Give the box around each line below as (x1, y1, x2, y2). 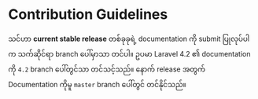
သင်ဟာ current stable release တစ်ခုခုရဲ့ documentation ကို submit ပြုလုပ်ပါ (8, 34, 250, 43)
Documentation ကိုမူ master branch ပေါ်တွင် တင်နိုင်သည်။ (8, 79, 186, 89)
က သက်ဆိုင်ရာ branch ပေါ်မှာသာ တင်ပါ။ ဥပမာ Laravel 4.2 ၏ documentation (8, 49, 251, 58)
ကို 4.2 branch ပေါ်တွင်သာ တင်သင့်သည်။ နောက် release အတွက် (8, 64, 206, 74)
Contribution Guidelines (8, 5, 168, 24)
